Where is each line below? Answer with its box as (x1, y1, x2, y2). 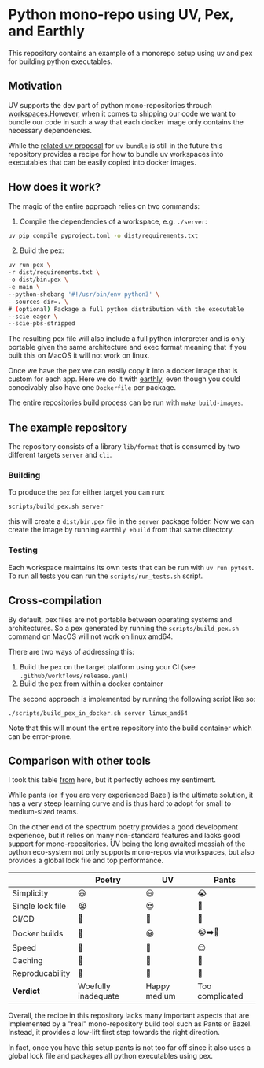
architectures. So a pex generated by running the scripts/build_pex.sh (8, 623, 240, 632)
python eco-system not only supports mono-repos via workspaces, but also (8, 847, 255, 857)
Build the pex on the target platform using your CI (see (19, 662, 196, 671)
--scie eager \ (8, 313, 58, 321)
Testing (8, 545, 38, 556)
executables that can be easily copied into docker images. (8, 158, 196, 167)
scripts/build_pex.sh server (8, 502, 104, 511)
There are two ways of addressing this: (8, 647, 135, 656)
